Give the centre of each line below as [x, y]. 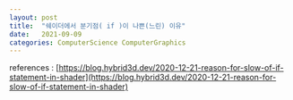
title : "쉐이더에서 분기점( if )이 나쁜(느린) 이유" [98, 26]
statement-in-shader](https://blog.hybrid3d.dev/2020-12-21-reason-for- [143, 78]
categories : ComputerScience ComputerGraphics [98, 42]
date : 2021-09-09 [46, 34]
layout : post [34, 17]
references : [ [34, 68]
